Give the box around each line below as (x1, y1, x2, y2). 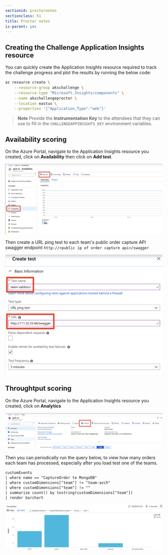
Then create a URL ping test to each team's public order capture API (5, 239, 146, 245)
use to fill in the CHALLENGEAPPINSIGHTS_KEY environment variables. (17, 121, 152, 127)
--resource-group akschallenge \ (14, 85, 84, 90)
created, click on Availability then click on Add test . (5, 154, 112, 160)
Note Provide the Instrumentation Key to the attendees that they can (17, 115, 160, 121)
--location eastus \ (14, 101, 57, 106)
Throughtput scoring (5, 384, 71, 393)
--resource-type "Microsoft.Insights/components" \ (14, 90, 124, 95)
